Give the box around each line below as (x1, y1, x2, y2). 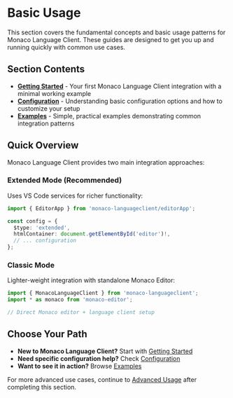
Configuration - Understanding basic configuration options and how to (17, 97, 223, 105)
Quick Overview (7, 139, 79, 151)
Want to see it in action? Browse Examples (17, 362, 142, 370)
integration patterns (17, 119, 75, 128)
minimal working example (17, 89, 92, 97)
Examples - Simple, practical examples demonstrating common (17, 111, 202, 120)
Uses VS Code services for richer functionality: (7, 191, 143, 200)
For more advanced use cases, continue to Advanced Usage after (7, 375, 197, 383)
